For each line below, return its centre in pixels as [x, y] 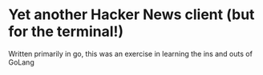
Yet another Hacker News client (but [131, 15]
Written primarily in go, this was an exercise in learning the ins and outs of [130, 53]
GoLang [21, 62]
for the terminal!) [66, 32]
